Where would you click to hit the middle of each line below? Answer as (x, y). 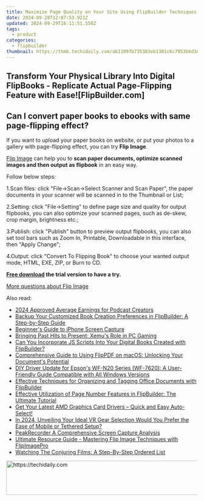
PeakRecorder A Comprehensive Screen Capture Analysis (87, 432)
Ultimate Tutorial (36, 400)
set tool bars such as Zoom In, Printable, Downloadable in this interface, (96, 237)
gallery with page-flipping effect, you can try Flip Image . (77, 146)
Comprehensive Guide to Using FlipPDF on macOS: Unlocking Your (99, 355)
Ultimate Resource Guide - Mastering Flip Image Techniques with (97, 439)
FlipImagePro (32, 446)
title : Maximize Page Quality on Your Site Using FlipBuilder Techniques (102, 12)
